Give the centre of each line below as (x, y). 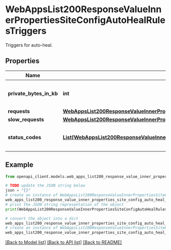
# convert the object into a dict (42, 218)
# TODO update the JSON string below (45, 186)
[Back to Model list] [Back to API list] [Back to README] (64, 242)
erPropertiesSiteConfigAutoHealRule (85, 20)
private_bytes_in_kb (33, 93)
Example (19, 165)
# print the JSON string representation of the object (65, 204)
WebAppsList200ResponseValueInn (83, 9)
